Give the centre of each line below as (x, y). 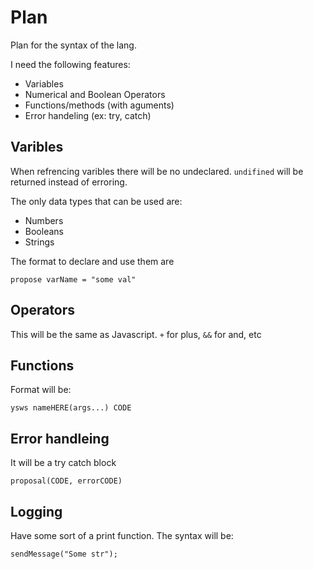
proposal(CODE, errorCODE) (66, 481)
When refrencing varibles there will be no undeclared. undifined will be (157, 171)
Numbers (44, 220)
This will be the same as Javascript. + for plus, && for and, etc (136, 334)
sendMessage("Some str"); (64, 554)
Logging (36, 511)
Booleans (44, 231)
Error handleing (60, 438)
